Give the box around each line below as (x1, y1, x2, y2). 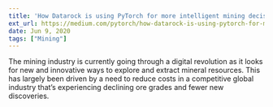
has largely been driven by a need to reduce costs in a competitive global (8, 74, 254, 83)
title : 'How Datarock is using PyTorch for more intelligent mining (8, 11, 245, 20)
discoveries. (8, 91, 50, 101)
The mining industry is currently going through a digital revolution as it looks (8, 57, 263, 66)
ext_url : (8, 19, 38, 28)
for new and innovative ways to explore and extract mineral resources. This (8, 66, 261, 75)
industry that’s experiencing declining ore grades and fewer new (8, 83, 224, 92)
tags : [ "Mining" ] (8, 34, 67, 43)
